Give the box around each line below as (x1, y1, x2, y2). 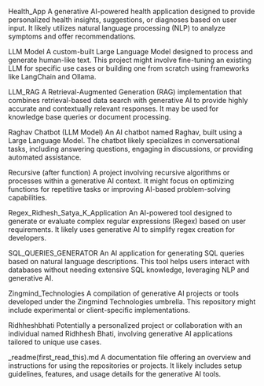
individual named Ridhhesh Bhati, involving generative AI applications (8, 329, 233, 338)
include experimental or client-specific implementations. (8, 306, 191, 314)
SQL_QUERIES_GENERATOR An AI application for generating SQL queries (8, 248, 245, 258)
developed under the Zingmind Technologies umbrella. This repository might (8, 297, 256, 306)
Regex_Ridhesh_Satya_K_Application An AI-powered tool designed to (8, 208, 233, 217)
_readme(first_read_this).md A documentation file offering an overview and (8, 353, 251, 362)
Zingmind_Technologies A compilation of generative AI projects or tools (8, 289, 240, 298)
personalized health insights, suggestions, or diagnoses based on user (8, 15, 237, 24)
